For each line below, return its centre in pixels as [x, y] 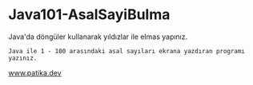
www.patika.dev [35, 72]
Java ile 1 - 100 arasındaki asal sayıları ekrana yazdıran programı [127, 51]
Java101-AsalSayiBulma [89, 15]
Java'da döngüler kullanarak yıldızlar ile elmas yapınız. [98, 37]
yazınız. [23, 58]
